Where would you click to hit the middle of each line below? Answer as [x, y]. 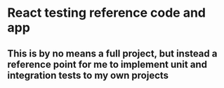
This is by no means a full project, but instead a [112, 53]
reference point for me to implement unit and [107, 64]
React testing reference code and [106, 13]
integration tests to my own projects [88, 75]
